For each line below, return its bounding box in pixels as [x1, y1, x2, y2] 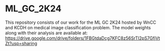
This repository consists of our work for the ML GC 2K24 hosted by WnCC [5, 19, 157, 25]
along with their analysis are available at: [5, 30, 88, 36]
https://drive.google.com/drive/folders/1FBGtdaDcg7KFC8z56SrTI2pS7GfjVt [5, 35, 160, 41]
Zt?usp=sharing [5, 40, 38, 46]
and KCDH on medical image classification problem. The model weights [5, 24, 151, 30]
